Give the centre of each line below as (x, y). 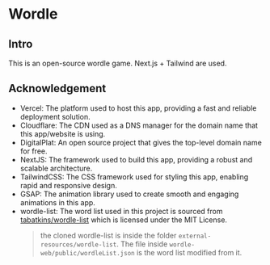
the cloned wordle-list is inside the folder (108, 235)
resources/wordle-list (78, 244)
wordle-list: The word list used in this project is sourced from (121, 211)
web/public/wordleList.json (87, 253)
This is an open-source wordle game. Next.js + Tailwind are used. (118, 63)
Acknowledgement (57, 88)
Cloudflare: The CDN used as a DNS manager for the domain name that (139, 125)
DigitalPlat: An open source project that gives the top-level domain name (141, 142)
